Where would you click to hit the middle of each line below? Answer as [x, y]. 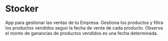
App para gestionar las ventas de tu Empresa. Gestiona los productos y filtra [84, 22]
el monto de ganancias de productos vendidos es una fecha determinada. [82, 33]
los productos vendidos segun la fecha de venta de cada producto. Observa [84, 27]
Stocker [22, 9]
